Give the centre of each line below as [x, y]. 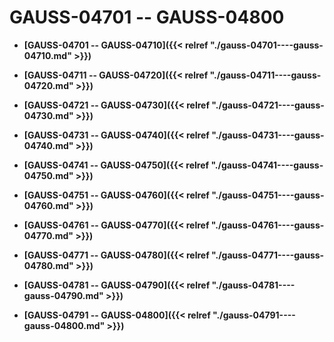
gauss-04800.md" [64, 325]
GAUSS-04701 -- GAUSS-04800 [147, 17]
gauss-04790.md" [63, 295]
